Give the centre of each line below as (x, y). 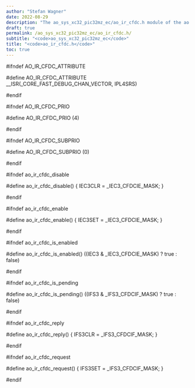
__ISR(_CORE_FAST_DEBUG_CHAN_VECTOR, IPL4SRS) (72, 84)
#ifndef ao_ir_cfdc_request (39, 357)
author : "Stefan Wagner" (36, 11)
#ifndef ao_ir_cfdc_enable (37, 208)
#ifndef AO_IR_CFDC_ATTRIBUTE (46, 66)
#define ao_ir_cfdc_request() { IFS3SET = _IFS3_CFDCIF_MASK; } (85, 368)
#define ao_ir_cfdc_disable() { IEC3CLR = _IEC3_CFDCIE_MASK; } (85, 186)
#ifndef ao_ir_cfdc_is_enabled (42, 242)
